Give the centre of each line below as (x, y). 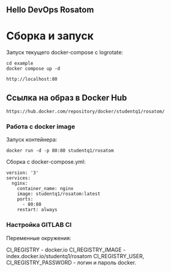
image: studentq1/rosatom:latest (59, 194)
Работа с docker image (41, 127)
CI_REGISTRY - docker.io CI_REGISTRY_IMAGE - (66, 250)
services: (19, 178)
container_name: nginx (45, 189)
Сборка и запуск (50, 36)
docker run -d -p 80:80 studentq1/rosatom (60, 151)
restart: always (37, 210)
